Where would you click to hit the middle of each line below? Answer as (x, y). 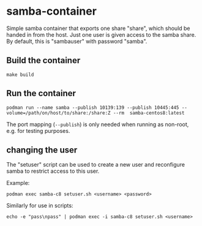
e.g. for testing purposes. (38, 130)
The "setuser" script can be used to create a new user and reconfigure (96, 165)
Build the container (43, 60)
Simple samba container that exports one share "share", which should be (99, 28)
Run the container (41, 93)
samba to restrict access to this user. (53, 171)
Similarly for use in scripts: (40, 206)
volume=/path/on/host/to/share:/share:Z (59, 113)
